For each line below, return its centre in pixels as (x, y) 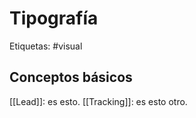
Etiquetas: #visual (46, 46)
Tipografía (54, 18)
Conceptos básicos (71, 77)
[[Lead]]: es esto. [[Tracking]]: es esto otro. (98, 101)
